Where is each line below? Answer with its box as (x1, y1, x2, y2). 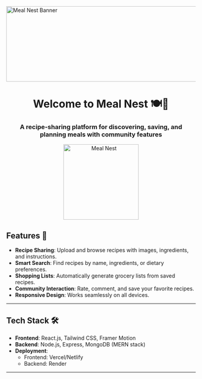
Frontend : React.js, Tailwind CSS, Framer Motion (14, 334, 136, 342)
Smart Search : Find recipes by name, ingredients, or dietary (14, 260, 164, 267)
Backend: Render (23, 360, 67, 368)
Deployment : (14, 347, 48, 355)
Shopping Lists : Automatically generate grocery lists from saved (14, 272, 176, 279)
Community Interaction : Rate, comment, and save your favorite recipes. (14, 285, 194, 292)
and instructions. (14, 253, 57, 260)
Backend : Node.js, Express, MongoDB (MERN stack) (14, 341, 145, 348)
